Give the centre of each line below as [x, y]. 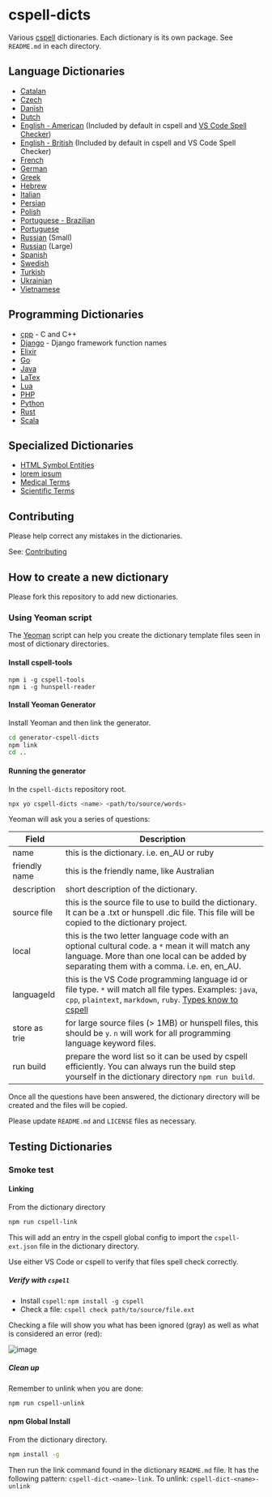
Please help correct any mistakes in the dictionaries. [96, 536]
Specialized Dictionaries [71, 445]
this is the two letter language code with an [147, 936]
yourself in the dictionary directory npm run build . [160, 1077]
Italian [30, 194]
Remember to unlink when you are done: [76, 1388]
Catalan [33, 91]
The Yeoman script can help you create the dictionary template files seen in [134, 635]
